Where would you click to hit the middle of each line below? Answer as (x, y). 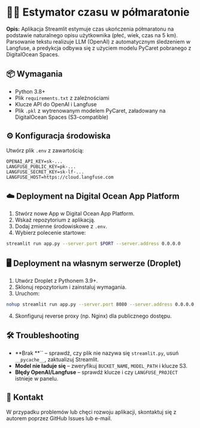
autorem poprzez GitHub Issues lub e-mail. (59, 418)
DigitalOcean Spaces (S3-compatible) (62, 117)
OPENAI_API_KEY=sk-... (34, 161)
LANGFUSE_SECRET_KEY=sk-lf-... (45, 172)
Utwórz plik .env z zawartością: (45, 150)
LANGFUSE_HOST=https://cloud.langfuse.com (60, 177)
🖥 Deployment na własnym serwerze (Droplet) (94, 263)
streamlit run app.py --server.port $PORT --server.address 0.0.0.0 (93, 244)
